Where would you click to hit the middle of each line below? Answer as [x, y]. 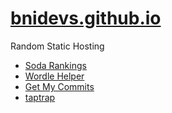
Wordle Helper [54, 76]
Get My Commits [59, 86]
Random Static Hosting [57, 46]
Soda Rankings [55, 65]
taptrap [40, 97]
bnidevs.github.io [86, 18]
